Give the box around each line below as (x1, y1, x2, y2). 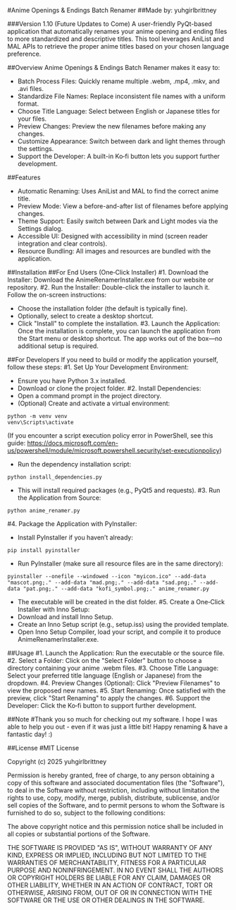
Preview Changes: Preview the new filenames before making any (17, 122, 206, 130)
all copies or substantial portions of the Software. (7, 830, 150, 838)
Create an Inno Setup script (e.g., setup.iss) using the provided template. (17, 621, 229, 628)
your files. (17, 114, 47, 123)
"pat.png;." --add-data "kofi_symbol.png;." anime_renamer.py (23, 585, 210, 592)
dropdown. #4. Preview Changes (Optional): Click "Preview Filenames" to (7, 679, 221, 687)
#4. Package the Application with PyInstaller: (7, 520, 137, 528)
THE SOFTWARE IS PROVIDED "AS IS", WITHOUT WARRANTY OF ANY (7, 844, 213, 851)
